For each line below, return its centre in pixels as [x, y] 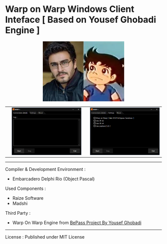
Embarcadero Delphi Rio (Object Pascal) [53, 179]
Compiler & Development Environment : [45, 169]
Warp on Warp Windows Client [70, 9]
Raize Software [28, 198]
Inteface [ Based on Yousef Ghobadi [81, 20]
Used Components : [26, 188]
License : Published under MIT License [45, 237]
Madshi [20, 203]
